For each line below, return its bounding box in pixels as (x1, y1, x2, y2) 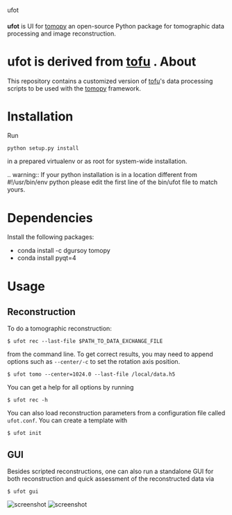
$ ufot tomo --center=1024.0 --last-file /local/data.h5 (7, 371, 176, 378)
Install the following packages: (7, 233, 94, 241)
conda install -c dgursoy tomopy (17, 247, 111, 255)
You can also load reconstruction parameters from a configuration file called (7, 409, 226, 417)
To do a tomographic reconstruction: (7, 324, 113, 333)
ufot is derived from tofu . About (7, 54, 197, 69)
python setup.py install (7, 145, 79, 152)
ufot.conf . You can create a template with (7, 416, 128, 424)
